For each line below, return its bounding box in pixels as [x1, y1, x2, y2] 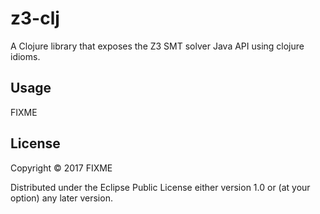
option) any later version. [10, 192, 113, 204]
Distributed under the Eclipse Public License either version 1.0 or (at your [10, 181, 311, 193]
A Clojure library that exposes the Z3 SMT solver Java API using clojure [10, 40, 305, 52]
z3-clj [10, 7, 60, 30]
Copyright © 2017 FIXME [10, 162, 113, 174]
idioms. [10, 50, 41, 62]
